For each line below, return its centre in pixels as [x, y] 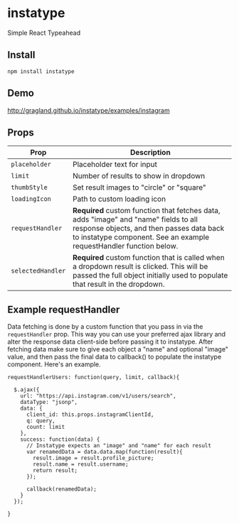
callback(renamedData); [62, 489]
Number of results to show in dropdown [139, 176]
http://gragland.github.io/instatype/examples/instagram [89, 110]
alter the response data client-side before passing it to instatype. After [110, 342]
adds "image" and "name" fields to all [135, 219]
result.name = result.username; [81, 464]
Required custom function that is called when [149, 258]
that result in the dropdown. [118, 284]
